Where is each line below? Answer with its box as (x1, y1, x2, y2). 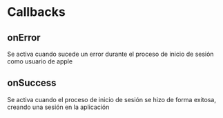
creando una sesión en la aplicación (7, 103, 110, 111)
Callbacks (7, 4, 66, 20)
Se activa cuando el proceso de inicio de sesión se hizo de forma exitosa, (7, 95, 216, 104)
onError (7, 32, 41, 43)
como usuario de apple (7, 57, 73, 66)
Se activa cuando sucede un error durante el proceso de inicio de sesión (7, 50, 214, 58)
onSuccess (7, 77, 57, 89)
